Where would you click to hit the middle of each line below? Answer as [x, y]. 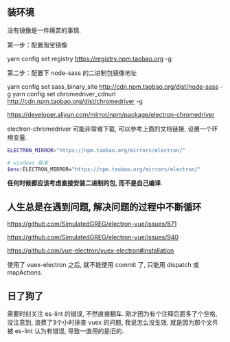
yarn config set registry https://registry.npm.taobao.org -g [90, 58]
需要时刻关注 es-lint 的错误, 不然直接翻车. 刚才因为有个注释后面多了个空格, [112, 314]
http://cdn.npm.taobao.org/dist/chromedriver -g [75, 101]
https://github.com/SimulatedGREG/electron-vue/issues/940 [93, 237]
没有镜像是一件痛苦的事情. [44, 30]
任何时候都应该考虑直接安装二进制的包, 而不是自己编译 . [85, 183]
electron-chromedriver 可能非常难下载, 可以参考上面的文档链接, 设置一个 [110, 129]
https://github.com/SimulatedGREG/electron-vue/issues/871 [92, 224]
